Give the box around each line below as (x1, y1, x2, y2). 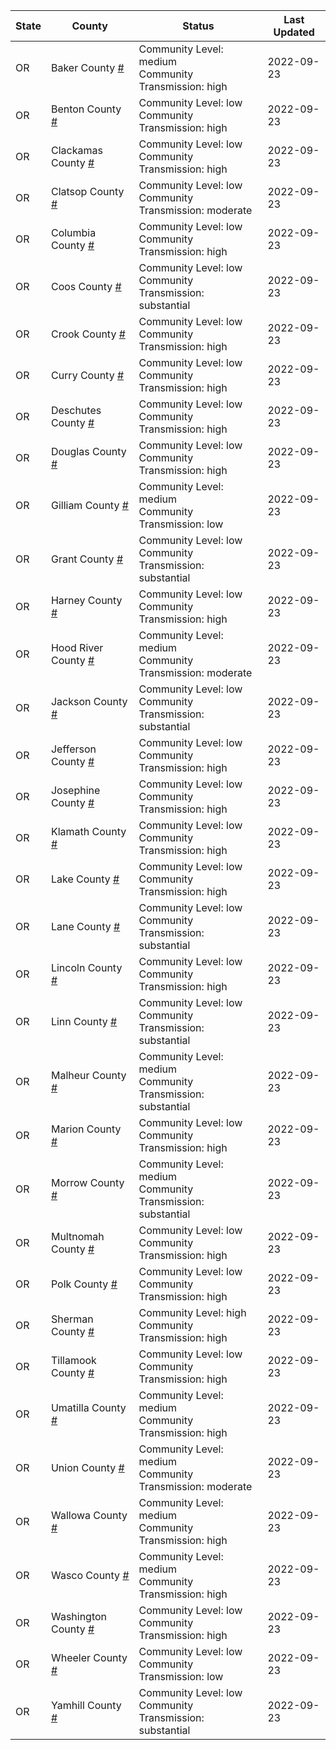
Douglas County (50, 445, 127, 458)
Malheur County (50, 1069, 127, 1082)
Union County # (50, 1461, 125, 1474)
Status (182, 19, 215, 33)
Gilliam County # (50, 499, 129, 512)
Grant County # (50, 552, 124, 566)
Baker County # (50, 61, 125, 74)
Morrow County (50, 1176, 125, 1189)
